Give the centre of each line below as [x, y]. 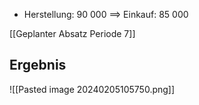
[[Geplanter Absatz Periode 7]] [72, 33]
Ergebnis [38, 65]
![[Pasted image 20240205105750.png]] [92, 89]
